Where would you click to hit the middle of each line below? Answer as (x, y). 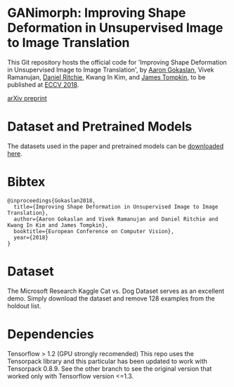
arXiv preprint (27, 98)
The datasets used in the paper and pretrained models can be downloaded (116, 146)
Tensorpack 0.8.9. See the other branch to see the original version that (110, 368)
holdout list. (24, 306)
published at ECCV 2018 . (43, 84)
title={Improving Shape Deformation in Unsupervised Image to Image (116, 206)
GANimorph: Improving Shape (97, 13)
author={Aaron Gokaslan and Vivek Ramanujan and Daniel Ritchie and (116, 219)
